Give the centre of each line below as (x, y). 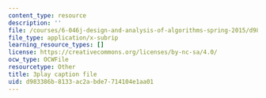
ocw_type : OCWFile (38, 60)
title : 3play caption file (53, 74)
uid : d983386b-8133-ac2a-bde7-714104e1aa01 (81, 81)
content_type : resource (47, 15)
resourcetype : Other (42, 67)
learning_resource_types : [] (56, 45)
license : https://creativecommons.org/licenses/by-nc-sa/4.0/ (113, 52)
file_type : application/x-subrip (63, 38)
